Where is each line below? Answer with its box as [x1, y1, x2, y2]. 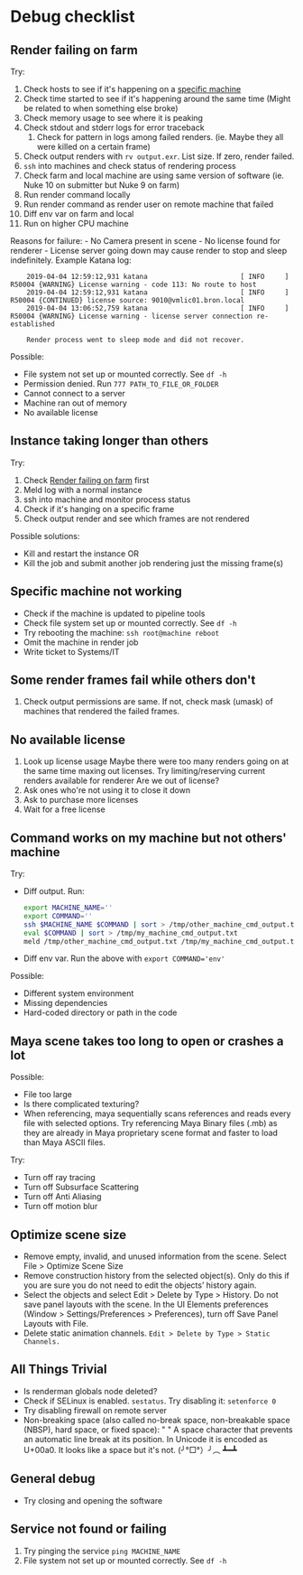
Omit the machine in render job [23, 637, 139, 648]
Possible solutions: [10, 530, 80, 541]
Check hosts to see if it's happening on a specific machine [23, 84, 242, 94]
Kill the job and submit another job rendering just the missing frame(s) [23, 557, 284, 568]
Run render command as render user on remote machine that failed [23, 199, 274, 210]
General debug [10, 1471, 96, 1486]
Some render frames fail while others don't [10, 673, 256, 688]
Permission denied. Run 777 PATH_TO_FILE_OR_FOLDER [23, 378, 219, 389]
